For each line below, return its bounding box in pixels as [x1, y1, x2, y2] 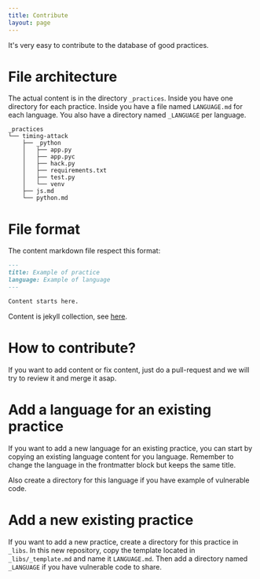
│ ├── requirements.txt [22, 166, 108, 175]
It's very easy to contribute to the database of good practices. [8, 40, 210, 49]
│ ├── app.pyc [22, 153, 76, 161]
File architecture [8, 67, 118, 86]
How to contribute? [8, 339, 136, 357]
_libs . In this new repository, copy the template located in [8, 545, 196, 555]
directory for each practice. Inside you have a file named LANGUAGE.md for [8, 102, 244, 111]
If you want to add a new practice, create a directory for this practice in [8, 537, 239, 546]
